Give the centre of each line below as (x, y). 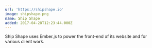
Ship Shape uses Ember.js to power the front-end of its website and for (76, 36)
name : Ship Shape (23, 18)
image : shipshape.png (27, 14)
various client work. (25, 42)
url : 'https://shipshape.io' (34, 9)
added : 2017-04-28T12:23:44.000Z (39, 23)
